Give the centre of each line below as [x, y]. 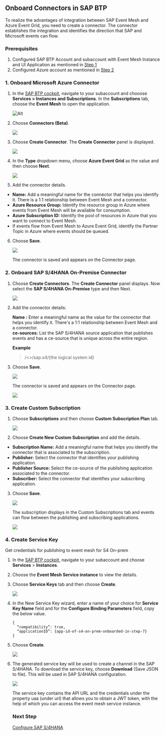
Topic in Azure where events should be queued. [61, 231]
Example [21, 348]
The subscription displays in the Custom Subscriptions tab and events [83, 512]
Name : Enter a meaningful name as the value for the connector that [81, 317]
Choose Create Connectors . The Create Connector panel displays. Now [86, 283]
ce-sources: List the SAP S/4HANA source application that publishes [82, 333]
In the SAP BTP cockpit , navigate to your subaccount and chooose [80, 93]
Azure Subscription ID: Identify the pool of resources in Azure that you [84, 216]
